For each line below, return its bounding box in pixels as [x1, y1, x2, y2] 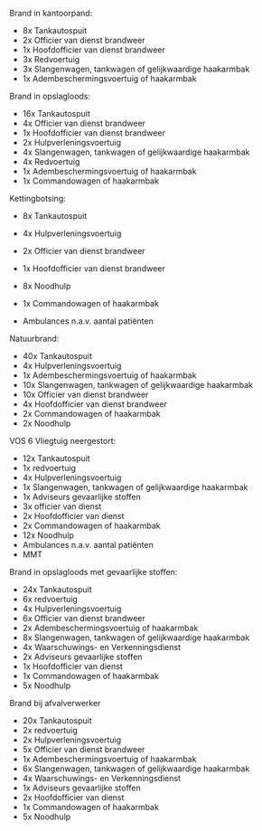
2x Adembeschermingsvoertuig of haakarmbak [22, 623, 199, 633]
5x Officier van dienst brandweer [22, 744, 145, 754]
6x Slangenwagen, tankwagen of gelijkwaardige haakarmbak [22, 763, 250, 774]
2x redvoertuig [22, 725, 79, 735]
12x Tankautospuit [22, 453, 90, 464]
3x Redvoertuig [22, 54, 80, 64]
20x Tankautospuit [22, 715, 92, 726]
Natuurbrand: [9, 334, 60, 344]
